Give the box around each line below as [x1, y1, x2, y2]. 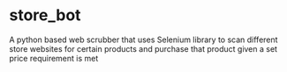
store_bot [9, 5, 81, 25]
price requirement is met [9, 53, 99, 63]
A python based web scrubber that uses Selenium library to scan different [9, 34, 278, 45]
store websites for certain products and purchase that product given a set [9, 43, 278, 54]
